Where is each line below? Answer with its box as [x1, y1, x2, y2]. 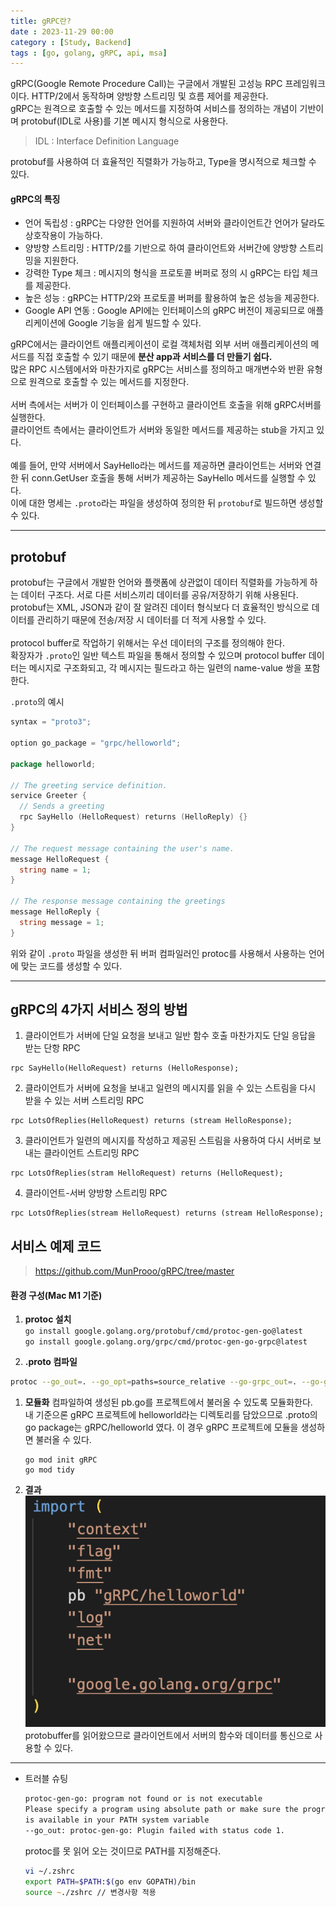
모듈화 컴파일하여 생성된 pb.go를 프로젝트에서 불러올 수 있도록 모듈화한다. [24, 1396, 313, 1409]
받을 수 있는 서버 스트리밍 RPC [24, 1095, 145, 1107]
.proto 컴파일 [24, 1356, 78, 1368]
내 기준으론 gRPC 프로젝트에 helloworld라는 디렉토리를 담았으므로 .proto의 [24, 1409, 318, 1421]
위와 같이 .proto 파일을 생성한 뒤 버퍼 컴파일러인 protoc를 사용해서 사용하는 [10, 947, 307, 959]
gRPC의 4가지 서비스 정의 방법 [10, 1001, 188, 1019]
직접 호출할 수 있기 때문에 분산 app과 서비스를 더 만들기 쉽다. [36, 351, 273, 363]
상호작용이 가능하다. [24, 230, 103, 242]
